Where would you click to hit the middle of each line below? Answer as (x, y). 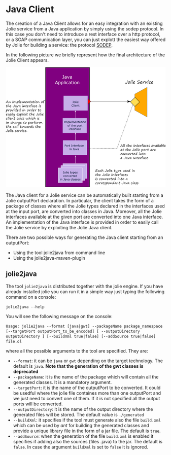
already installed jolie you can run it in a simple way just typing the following (85, 291)
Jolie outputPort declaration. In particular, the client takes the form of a (80, 201)
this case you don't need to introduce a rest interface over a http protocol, (83, 34)
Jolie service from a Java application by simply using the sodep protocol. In (85, 28)
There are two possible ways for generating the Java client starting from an (84, 237)
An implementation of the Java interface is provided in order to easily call (82, 222)
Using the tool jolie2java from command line (59, 253)
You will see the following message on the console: (59, 316)
